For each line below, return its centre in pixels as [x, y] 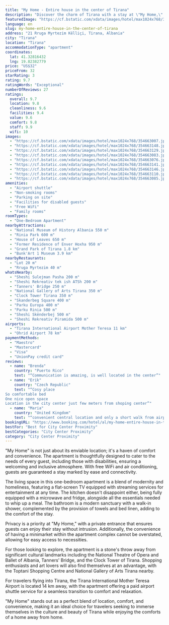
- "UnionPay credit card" [37, 357]
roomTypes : [17, 216]
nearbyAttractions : [26, 226]
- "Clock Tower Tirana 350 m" [41, 296]
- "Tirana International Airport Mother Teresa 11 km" [68, 329]
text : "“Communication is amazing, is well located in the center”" [88, 376]
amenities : [17, 183]
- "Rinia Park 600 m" [32, 235]
